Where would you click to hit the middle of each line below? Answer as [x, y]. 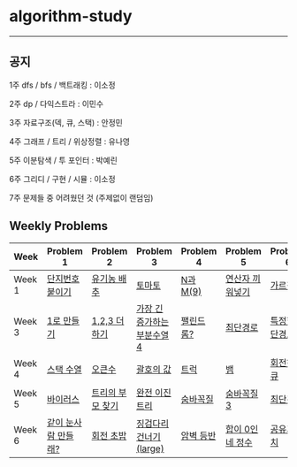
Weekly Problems [59, 226]
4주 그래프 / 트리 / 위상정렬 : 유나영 [70, 141]
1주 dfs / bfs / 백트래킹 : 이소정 [63, 85]
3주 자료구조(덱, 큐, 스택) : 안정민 [66, 122]
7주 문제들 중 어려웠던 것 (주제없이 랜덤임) [81, 197]
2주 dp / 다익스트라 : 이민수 [57, 103]
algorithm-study [71, 16]
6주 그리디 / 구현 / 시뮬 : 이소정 [63, 179]
